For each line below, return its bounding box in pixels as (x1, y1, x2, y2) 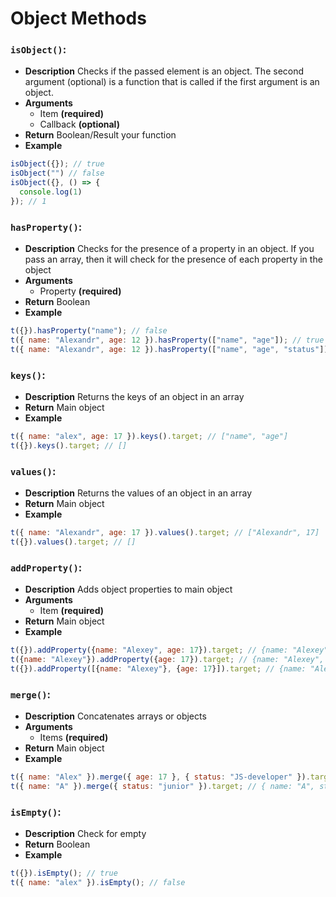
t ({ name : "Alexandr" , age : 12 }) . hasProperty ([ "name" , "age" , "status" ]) (10, 344, 329, 354)
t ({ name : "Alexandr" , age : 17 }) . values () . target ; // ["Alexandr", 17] (10, 528, 320, 538)
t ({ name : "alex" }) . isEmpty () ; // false (10, 878, 186, 888)
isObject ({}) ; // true (10, 159, 105, 169)
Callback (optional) (39, 118, 120, 131)
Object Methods (10, 7, 147, 30)
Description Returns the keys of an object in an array (24, 391, 245, 403)
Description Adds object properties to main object (24, 583, 233, 596)
